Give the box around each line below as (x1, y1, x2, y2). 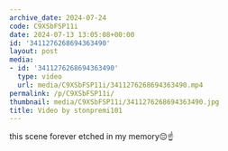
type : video (17, 72, 63, 81)
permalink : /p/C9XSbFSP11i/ (9, 89, 115, 98)
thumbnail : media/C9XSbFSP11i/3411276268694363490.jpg (9, 97, 220, 107)
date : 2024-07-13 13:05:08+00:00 (9, 30, 135, 39)
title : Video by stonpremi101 (9, 106, 123, 115)
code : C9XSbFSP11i (9, 22, 78, 31)
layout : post (9, 47, 59, 56)
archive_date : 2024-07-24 (9, 13, 106, 23)
